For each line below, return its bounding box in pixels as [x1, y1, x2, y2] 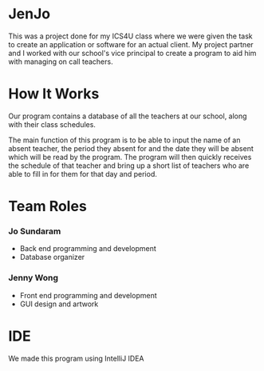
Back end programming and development [19, 244, 157, 253]
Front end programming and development [19, 290, 157, 300]
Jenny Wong [8, 273, 58, 284]
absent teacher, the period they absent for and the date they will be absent [8, 143, 254, 153]
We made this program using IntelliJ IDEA [8, 353, 145, 363]
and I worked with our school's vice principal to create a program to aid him [8, 48, 257, 58]
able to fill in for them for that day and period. [8, 169, 158, 178]
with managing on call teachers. [8, 57, 113, 66]
